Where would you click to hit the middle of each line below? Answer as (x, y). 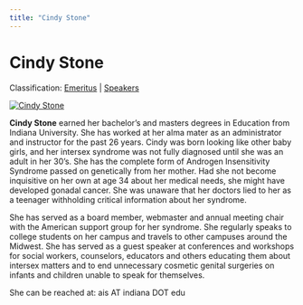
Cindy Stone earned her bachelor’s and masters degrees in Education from (150, 122)
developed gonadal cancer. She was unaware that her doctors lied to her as (151, 190)
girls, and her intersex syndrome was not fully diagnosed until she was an (147, 151)
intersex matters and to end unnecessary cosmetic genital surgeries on (142, 265)
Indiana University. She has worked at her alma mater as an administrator (146, 132)
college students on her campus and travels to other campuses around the (148, 236)
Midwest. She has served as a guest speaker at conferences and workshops (152, 246)
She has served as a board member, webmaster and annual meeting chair (147, 217)
